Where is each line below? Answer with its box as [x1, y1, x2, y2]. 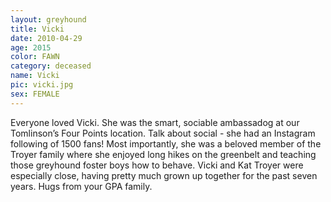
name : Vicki [10, 71, 60, 81]
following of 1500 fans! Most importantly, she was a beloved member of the [10, 137, 322, 150]
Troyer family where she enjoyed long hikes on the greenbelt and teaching [10, 148, 317, 160]
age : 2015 [10, 42, 52, 53]
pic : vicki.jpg [10, 80, 74, 90]
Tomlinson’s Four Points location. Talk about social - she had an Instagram [10, 127, 316, 139]
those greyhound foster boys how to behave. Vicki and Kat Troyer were [10, 159, 304, 171]
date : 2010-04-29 [10, 33, 83, 43]
